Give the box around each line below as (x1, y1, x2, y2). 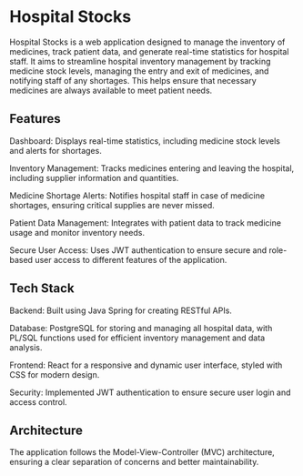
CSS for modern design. (9, 369, 100, 380)
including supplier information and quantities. (9, 172, 179, 183)
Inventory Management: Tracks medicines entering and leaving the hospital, (9, 162, 295, 174)
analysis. (9, 341, 43, 352)
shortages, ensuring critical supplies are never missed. (9, 199, 216, 210)
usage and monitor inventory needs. (9, 227, 146, 238)
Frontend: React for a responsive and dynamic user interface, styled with (9, 360, 283, 370)
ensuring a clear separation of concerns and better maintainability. (9, 457, 259, 468)
